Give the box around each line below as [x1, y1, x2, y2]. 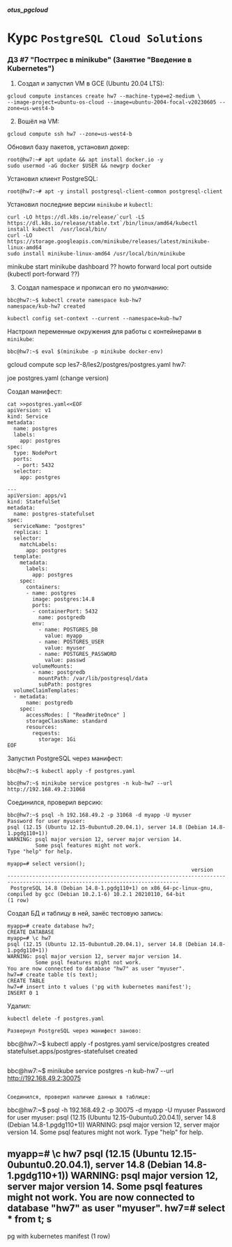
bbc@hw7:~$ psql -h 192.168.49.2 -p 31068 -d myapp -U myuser [7, 812, 192, 819]
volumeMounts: [32, 663, 73, 670]
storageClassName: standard [25, 718, 108, 725]
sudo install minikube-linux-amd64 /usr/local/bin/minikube [7, 251, 186, 258]
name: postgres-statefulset [13, 510, 95, 518]
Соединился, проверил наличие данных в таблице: [7, 1094, 151, 1101]
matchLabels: [20, 541, 58, 548]
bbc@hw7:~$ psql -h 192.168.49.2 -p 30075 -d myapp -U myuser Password [7, 1106, 226, 1114]
